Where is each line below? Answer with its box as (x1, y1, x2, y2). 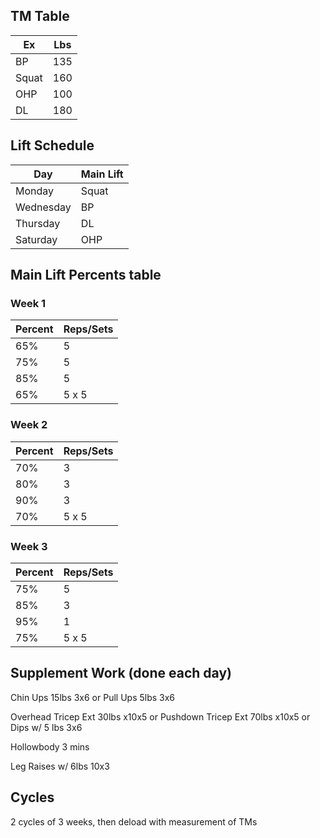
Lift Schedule (10, 137, 95, 154)
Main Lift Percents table (10, 267, 162, 284)
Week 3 (10, 539, 48, 553)
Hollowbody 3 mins (10, 740, 90, 753)
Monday (15, 184, 55, 198)
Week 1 (10, 296, 47, 310)
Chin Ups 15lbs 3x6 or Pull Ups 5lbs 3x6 (10, 691, 176, 703)
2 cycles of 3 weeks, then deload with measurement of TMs (10, 815, 258, 828)
